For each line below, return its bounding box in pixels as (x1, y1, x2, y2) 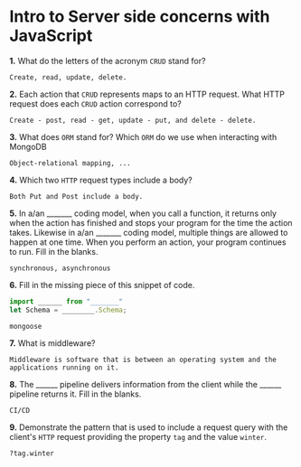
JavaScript (9, 25, 93, 46)
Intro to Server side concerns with (9, 6, 270, 27)
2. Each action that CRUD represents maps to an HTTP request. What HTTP (9, 89, 286, 99)
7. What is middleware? (9, 337, 96, 349)
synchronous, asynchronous (9, 264, 111, 273)
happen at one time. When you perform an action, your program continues (9, 237, 287, 248)
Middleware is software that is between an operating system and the (9, 355, 277, 364)
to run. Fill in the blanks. (9, 246, 99, 257)
